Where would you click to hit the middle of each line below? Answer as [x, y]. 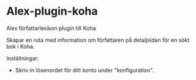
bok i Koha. [21, 46]
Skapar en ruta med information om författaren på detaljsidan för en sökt [98, 40]
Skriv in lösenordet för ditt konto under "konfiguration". [85, 70]
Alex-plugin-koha [52, 11]
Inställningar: [23, 58]
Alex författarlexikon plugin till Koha [51, 28]
